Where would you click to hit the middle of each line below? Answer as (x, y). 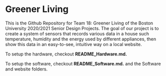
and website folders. (26, 69)
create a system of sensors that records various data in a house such (77, 33)
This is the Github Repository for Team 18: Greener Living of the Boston (79, 23)
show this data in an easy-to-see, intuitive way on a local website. (74, 44)
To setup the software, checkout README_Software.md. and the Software (83, 63)
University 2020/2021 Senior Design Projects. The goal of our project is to (82, 28)
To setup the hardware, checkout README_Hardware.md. (66, 54)
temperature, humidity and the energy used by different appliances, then (81, 39)
